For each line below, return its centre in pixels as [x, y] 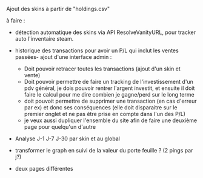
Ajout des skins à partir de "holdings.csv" [58, 9]
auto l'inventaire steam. [44, 39]
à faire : [16, 20]
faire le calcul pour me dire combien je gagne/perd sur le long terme [109, 94]
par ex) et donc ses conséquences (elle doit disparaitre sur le [101, 108]
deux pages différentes [44, 169]
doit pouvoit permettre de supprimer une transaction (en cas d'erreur [110, 101]
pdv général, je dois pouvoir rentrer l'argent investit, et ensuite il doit [109, 88]
